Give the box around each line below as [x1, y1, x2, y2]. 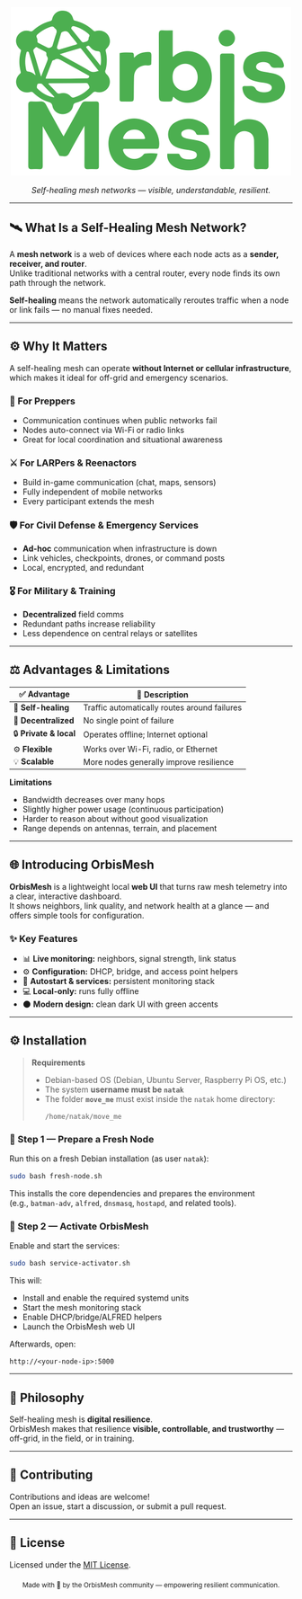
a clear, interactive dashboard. [9, 891, 122, 902]
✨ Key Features [9, 932, 78, 945]
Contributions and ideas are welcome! [9, 1491, 150, 1502]
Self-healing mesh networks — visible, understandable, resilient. [31, 185, 271, 195]
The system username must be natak [44, 1084, 184, 1095]
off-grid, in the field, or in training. [9, 1433, 135, 1444]
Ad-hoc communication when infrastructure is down [22, 543, 218, 554]
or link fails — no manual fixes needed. [9, 304, 153, 315]
